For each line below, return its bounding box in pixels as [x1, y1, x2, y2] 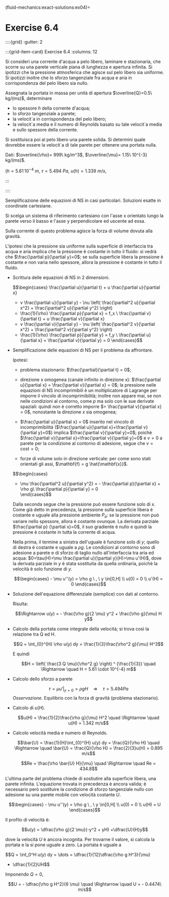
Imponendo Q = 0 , [5, 871, 44, 877]
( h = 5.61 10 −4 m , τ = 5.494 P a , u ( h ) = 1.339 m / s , [5, 167, 107, 174]
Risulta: [12, 601, 29, 607]
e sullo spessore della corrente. [12, 126, 78, 132]
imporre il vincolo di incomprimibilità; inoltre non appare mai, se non [20, 393, 161, 399]
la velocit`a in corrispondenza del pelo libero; [12, 116, 106, 122]
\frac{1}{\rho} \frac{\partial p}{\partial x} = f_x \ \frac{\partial [20, 310, 146, 316]
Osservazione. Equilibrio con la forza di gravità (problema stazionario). [12, 695, 159, 701]
